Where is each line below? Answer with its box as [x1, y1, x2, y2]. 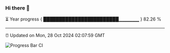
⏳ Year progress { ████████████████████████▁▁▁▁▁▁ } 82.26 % [5, 16, 161, 22]
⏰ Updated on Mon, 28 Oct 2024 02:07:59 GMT [5, 32, 105, 38]
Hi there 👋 [5, 4, 30, 11]
